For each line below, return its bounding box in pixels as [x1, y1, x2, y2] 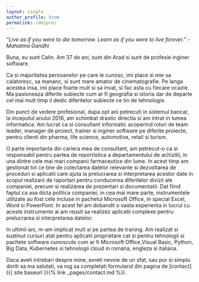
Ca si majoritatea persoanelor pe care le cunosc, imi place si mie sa [6, 72, 171, 79]
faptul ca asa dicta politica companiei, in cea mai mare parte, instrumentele [6, 189, 190, 197]
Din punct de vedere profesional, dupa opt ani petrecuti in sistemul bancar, [6, 108, 189, 116]
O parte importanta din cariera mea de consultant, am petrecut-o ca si [6, 145, 178, 152]
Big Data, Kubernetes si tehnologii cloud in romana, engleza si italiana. [6, 245, 178, 252]
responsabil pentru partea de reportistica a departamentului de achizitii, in [6, 151, 188, 159]
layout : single [6, 8, 44, 15]
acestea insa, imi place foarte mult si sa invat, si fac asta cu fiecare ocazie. [6, 84, 189, 91]
